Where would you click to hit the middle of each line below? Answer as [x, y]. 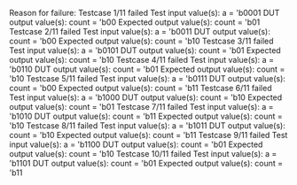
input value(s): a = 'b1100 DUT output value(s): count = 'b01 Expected [136, 144]
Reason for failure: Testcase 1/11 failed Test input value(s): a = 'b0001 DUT [145, 13]
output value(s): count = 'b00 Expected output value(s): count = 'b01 [135, 22]
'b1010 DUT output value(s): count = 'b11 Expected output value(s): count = [146, 116]
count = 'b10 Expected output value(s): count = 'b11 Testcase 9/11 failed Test [148, 135]
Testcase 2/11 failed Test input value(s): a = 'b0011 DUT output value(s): [140, 31]
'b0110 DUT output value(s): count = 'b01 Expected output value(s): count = [147, 69]
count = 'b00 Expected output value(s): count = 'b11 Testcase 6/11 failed [141, 88]
